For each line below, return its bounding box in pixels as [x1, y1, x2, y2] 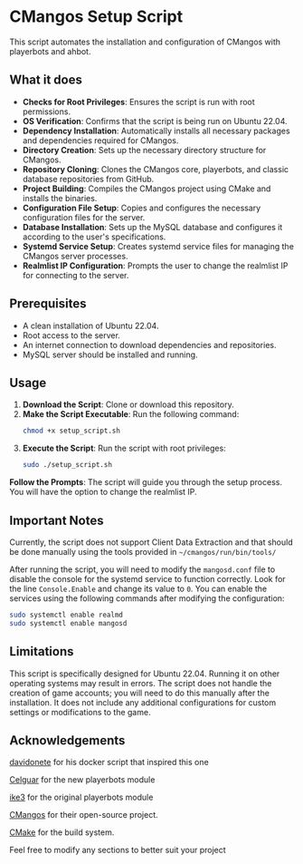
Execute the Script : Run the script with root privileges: [22, 442, 226, 454]
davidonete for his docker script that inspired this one [9, 757, 210, 768]
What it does [9, 73, 83, 88]
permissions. [22, 106, 71, 117]
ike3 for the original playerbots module [9, 791, 154, 803]
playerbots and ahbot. [9, 45, 91, 56]
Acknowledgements [9, 733, 126, 748]
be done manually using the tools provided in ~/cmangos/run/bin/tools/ [9, 546, 277, 557]
